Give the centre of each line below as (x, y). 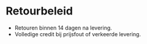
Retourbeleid (39, 11)
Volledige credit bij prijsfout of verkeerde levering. (78, 34)
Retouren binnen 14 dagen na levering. (63, 28)
